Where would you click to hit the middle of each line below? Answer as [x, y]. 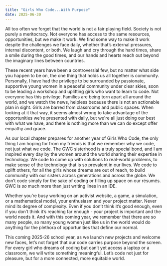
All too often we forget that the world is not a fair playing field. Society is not [83, 28]
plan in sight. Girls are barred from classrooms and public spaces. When [79, 107]
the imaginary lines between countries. [45, 60]
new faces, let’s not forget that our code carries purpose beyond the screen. [83, 242]
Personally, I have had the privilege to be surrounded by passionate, [75, 81]
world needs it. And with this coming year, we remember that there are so [81, 217]
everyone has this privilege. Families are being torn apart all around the [78, 97]
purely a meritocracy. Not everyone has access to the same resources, [78, 34]
